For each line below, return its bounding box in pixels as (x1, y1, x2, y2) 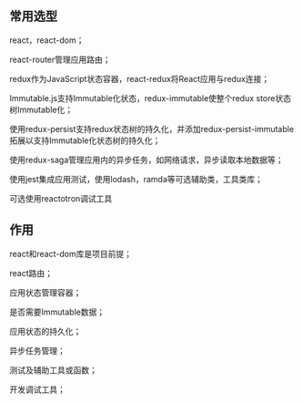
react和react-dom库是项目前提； (9, 248, 132, 259)
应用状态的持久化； (9, 325, 82, 336)
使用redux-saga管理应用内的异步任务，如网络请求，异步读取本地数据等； (9, 154, 284, 165)
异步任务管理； (9, 345, 66, 356)
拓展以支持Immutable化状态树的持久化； (9, 135, 161, 146)
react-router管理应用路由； (9, 54, 111, 65)
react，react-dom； (9, 35, 85, 46)
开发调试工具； (9, 384, 66, 395)
